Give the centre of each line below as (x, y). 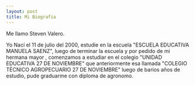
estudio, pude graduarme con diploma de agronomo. (70, 76)
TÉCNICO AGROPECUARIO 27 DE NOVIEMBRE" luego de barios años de (93, 69)
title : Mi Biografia (31, 17)
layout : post (22, 11)
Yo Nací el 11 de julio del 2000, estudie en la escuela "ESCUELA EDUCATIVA (97, 45)
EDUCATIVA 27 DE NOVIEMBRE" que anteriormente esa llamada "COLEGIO (97, 63)
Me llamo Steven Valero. (35, 33)
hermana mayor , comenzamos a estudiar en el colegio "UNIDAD (84, 57)
